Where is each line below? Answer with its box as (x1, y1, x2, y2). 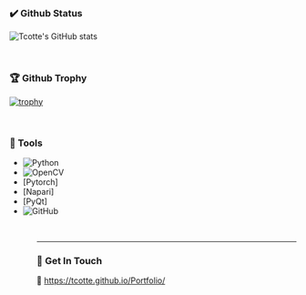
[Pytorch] (22, 176, 59, 188)
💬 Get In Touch (36, 254, 103, 267)
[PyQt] (22, 196, 48, 207)
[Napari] (22, 186, 55, 197)
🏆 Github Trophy (9, 72, 87, 85)
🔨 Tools (9, 137, 43, 149)
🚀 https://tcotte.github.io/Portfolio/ (36, 275, 166, 286)
